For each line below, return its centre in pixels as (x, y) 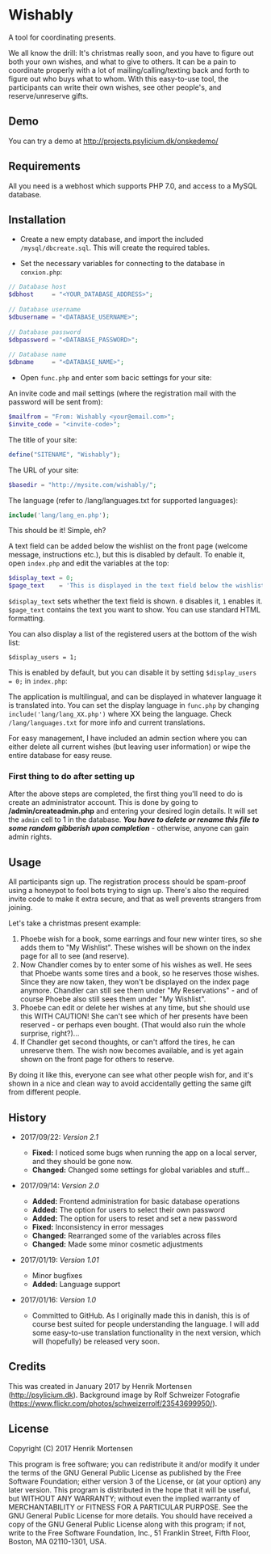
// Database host (38, 287)
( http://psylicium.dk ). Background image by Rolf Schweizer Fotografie (124, 1395)
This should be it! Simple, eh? (57, 531)
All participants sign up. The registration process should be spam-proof (127, 882)
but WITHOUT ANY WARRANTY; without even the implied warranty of (124, 1498)
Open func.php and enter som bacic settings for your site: (116, 377)
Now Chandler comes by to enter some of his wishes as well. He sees (136, 965)
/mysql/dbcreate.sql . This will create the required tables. (115, 248)
